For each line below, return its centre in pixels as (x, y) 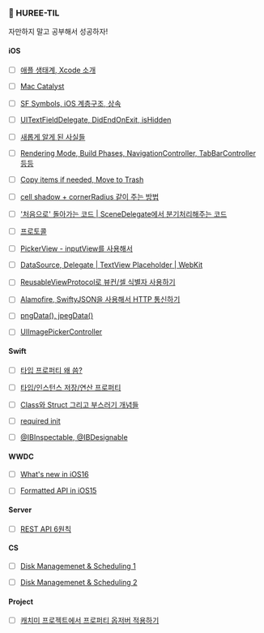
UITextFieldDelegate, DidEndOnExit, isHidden (96, 119)
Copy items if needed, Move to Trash (82, 179)
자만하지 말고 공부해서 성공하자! (58, 32)
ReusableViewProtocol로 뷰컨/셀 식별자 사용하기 (98, 282)
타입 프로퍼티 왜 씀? (51, 370)
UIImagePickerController (61, 332)
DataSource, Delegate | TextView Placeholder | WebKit (111, 265)
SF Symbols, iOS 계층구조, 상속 (70, 103)
